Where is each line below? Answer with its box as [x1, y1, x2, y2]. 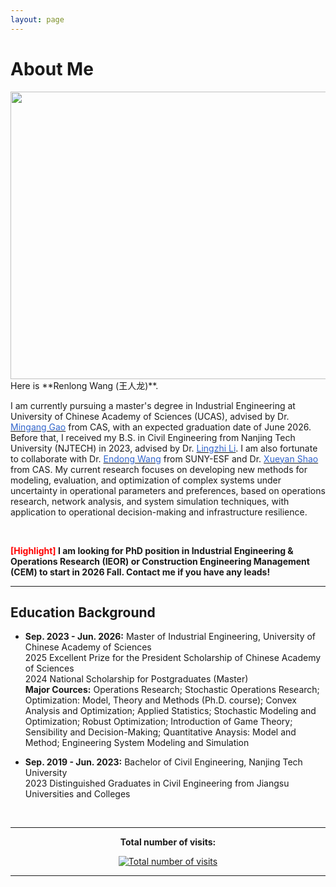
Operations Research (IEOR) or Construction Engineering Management [10, 555, 310, 567]
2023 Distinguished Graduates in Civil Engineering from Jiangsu [24, 777, 290, 790]
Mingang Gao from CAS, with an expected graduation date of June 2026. [10, 421, 312, 433]
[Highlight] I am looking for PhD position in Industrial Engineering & [10, 544, 294, 556]
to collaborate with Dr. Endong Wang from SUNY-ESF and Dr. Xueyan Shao [10, 452, 319, 465]
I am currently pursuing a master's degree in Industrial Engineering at [10, 399, 296, 411]
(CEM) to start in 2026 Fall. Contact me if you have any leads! [10, 566, 271, 578]
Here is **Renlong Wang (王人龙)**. [10, 379, 159, 391]
